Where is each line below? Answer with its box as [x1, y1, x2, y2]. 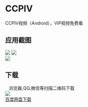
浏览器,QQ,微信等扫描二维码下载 [8, 85, 75, 91]
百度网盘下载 [5, 96, 31, 102]
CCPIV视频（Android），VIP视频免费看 [5, 20, 84, 26]
